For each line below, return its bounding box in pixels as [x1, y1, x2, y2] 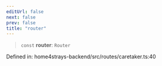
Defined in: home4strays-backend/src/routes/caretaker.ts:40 [6, 53, 156, 60]
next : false [6, 14, 36, 20]
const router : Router [20, 42, 71, 49]
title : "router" [6, 25, 46, 32]
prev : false [6, 20, 36, 26]
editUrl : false [6, 8, 44, 15]
